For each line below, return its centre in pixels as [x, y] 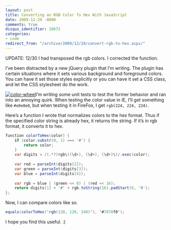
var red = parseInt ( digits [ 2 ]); [49, 164]
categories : [18, 34]
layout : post [19, 10]
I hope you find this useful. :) [35, 222]
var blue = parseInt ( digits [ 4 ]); [50, 174]
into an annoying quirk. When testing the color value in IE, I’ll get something [85, 100]
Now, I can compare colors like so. [42, 203]
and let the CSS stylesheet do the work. [47, 84]
